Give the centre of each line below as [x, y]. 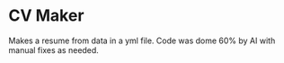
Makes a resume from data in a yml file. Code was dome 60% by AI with [142, 40]
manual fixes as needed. [54, 49]
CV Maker [46, 16]
